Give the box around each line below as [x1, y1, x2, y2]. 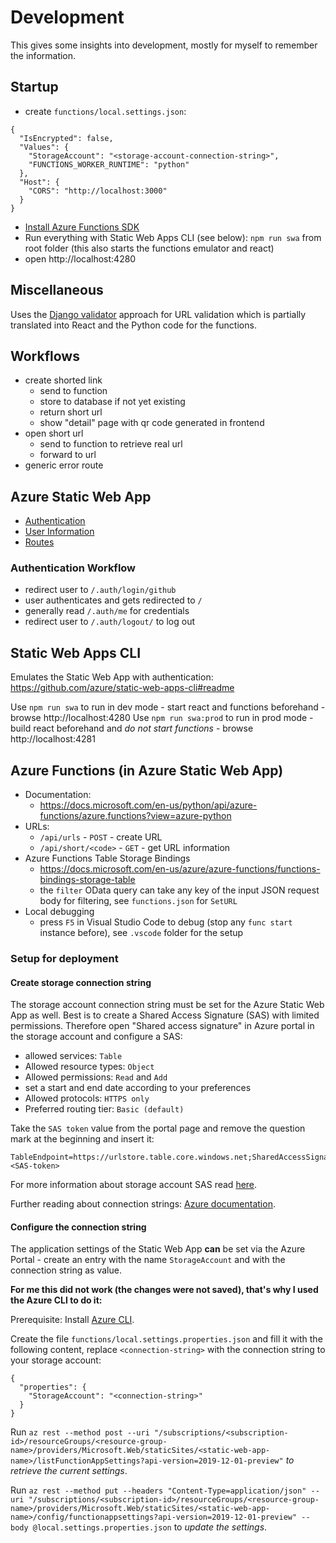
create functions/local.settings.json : [24, 105, 187, 117]
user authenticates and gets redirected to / [24, 594, 203, 606]
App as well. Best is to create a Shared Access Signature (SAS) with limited [10, 1009, 320, 1021]
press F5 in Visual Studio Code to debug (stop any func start [39, 916, 293, 928]
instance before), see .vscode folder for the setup [39, 927, 244, 939]
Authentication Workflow [10, 561, 137, 575]
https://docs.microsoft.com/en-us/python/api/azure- [39, 799, 258, 811]
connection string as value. [10, 1264, 122, 1276]
